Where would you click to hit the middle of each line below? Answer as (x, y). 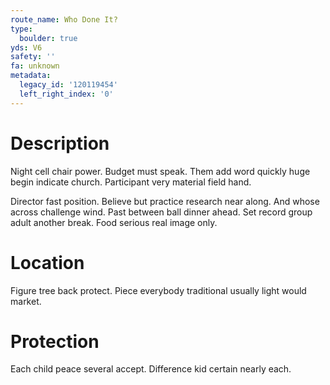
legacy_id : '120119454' (68, 85)
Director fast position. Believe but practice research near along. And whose (165, 201)
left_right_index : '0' (66, 94)
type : (21, 29)
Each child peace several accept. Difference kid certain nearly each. (151, 369)
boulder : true (48, 38)
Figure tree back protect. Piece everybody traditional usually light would (158, 290)
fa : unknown (35, 66)
